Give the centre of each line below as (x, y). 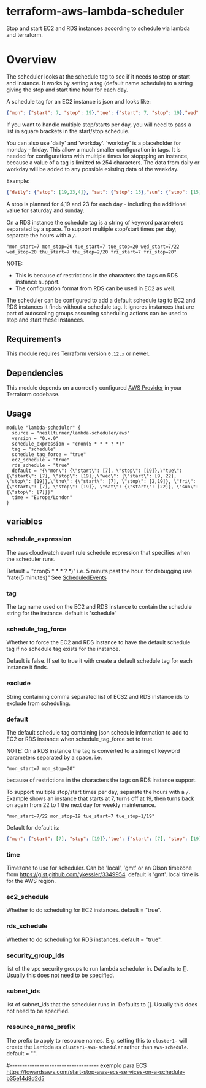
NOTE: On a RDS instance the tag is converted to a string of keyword (93, 750)
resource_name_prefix (41, 1027)
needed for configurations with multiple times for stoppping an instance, (97, 156)
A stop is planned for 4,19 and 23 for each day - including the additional (97, 204)
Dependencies (35, 373)
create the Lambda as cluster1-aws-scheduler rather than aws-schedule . (97, 1047)
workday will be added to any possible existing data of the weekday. (93, 169)
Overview (32, 60)
